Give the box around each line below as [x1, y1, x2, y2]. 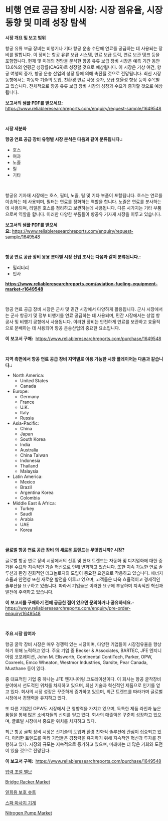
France [20, 399, 35, 405]
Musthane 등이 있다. [5, 665, 46, 671]
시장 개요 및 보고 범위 [5, 35, 46, 41]
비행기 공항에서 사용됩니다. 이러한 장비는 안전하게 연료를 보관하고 [20, 318, 147, 324]
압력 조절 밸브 [5, 768, 33, 775]
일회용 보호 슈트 [5, 789, 37, 795]
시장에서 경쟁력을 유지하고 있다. [5, 695, 67, 701]
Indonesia [20, 457, 41, 463]
